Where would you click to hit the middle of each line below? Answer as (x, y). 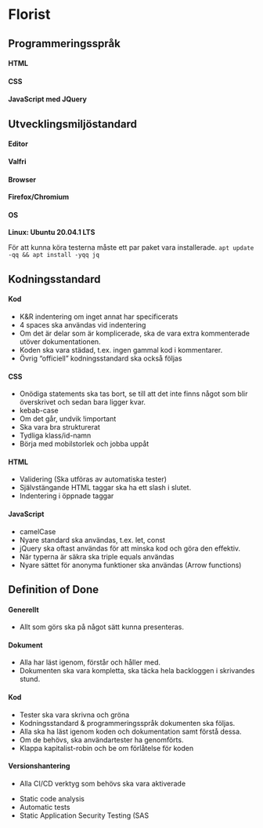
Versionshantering (39, 766)
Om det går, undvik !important (68, 419)
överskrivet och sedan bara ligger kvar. (83, 402)
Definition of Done (54, 590)
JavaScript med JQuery (48, 99)
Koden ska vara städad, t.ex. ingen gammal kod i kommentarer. (121, 350)
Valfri (17, 161)
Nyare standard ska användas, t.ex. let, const (92, 540)
